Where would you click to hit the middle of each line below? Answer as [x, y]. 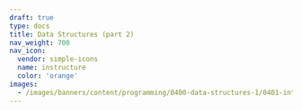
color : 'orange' [48, 76]
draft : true [31, 17]
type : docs [30, 26]
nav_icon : [28, 51]
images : [24, 84]
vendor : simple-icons [58, 59]
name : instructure [52, 68]
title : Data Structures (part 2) [72, 34]
